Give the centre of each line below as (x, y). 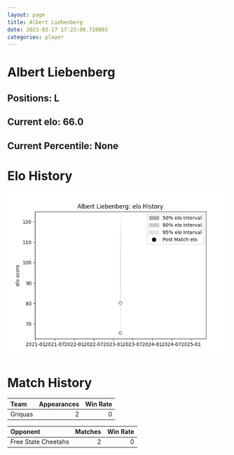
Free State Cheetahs (40, 442)
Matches (88, 432)
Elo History (40, 176)
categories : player (36, 37)
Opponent (25, 432)
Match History (50, 383)
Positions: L (33, 98)
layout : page (26, 15)
